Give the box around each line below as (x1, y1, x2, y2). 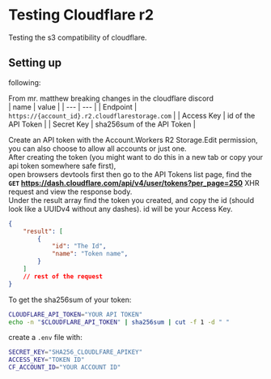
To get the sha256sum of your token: (8, 295, 132, 304)
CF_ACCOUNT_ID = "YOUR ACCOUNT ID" (8, 364, 121, 372)
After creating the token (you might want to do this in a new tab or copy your (8, 152, 264, 162)
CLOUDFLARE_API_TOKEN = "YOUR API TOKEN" (8, 310, 143, 318)
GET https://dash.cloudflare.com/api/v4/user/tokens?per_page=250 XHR (8, 178, 260, 187)
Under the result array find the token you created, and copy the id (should (8, 195, 255, 205)
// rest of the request (23, 272, 104, 281)
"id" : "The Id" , (51, 242, 107, 251)
